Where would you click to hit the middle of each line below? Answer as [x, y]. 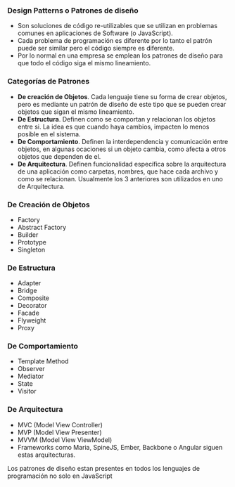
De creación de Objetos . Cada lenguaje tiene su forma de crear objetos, [122, 96]
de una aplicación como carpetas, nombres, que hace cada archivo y [118, 171]
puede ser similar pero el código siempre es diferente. [96, 48]
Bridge [27, 291]
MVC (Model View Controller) [60, 424]
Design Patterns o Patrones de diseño [73, 11]
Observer [31, 369]
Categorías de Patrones [49, 82]
